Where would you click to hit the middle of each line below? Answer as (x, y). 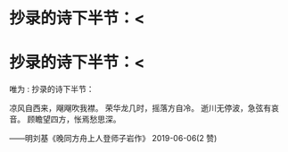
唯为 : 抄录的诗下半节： (52, 89)
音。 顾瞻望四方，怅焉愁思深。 (65, 119)
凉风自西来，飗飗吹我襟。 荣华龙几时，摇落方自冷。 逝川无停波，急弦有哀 (144, 108)
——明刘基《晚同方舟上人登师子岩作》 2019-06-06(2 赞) (113, 139)
